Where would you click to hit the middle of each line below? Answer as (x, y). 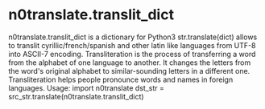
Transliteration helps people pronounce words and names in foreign (121, 79)
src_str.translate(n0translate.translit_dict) (76, 96)
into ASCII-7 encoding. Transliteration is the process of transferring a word (132, 54)
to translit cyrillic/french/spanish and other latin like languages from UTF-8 (132, 45)
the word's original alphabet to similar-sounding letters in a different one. (129, 71)
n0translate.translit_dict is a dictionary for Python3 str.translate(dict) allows (133, 37)
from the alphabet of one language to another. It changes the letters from (130, 63)
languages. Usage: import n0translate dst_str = (87, 88)
